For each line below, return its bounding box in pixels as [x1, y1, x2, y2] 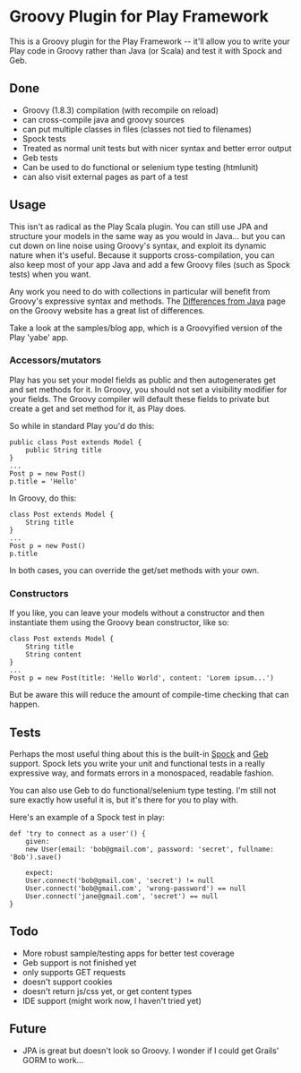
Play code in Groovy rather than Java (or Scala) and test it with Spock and [9, 45, 282, 56]
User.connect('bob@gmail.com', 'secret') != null [25, 876, 215, 885]
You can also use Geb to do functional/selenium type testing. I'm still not [9, 785, 277, 795]
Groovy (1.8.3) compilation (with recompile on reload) [21, 105, 219, 116]
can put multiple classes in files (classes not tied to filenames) [21, 124, 253, 134]
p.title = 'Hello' [9, 476, 78, 485]
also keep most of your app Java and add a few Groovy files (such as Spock [9, 259, 291, 270]
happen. [9, 699, 40, 709]
